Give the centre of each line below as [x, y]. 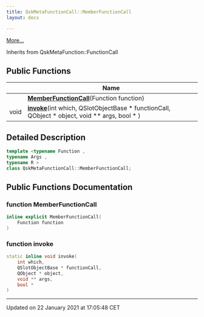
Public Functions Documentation [70, 187]
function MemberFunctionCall [52, 204]
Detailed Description [46, 137]
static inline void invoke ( [42, 257]
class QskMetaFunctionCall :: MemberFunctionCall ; [69, 168]
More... [15, 40]
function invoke [30, 244]
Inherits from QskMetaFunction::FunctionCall [62, 52]
